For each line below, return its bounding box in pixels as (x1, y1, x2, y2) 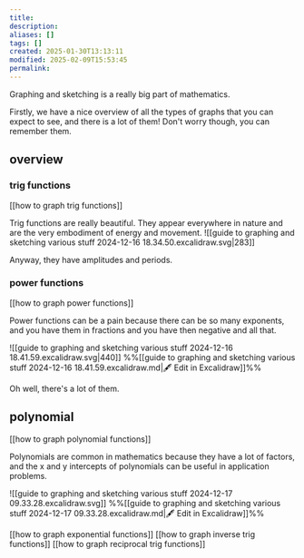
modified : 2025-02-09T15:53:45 (9, 55, 128, 64)
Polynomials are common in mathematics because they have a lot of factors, (9, 451, 295, 462)
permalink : (9, 64, 51, 73)
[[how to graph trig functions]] (9, 200, 123, 210)
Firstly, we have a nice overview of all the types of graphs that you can (9, 106, 274, 117)
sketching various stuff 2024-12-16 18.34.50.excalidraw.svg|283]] (9, 237, 256, 248)
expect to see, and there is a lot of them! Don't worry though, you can (9, 115, 270, 127)
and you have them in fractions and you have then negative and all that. (9, 324, 277, 336)
